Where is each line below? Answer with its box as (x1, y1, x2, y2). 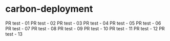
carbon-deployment (5, 3, 93, 15)
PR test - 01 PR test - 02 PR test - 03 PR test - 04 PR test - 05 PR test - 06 (5, 20, 161, 26)
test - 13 (5, 31, 23, 37)
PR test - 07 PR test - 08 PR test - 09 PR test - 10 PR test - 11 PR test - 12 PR (5, 25, 165, 31)
